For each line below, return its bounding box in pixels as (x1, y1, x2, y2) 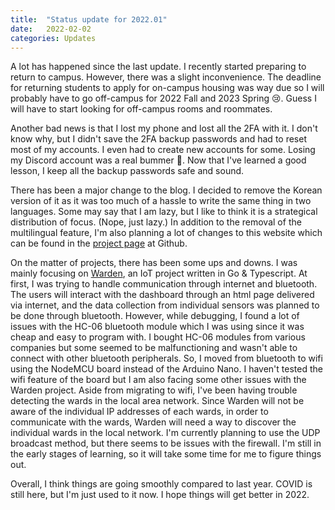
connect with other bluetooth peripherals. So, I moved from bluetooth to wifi (10, 352, 323, 365)
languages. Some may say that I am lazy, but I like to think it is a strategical (10, 206, 318, 218)
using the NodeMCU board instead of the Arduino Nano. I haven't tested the (10, 363, 323, 375)
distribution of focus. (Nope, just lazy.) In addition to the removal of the (10, 216, 302, 228)
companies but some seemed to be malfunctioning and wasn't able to (10, 342, 298, 354)
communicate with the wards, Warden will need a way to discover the (10, 416, 297, 428)
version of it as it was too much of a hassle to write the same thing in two (10, 195, 312, 207)
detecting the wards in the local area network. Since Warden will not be (10, 395, 305, 407)
